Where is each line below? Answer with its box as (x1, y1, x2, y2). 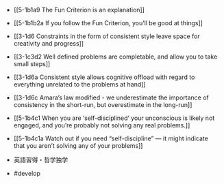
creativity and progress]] (13, 40, 84, 47)
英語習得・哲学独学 (13, 156, 69, 164)
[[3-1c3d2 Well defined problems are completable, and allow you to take (13, 52, 218, 61)
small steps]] (13, 60, 51, 67)
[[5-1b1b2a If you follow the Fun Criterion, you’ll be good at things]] (13, 19, 203, 27)
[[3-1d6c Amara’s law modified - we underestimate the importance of (13, 93, 209, 102)
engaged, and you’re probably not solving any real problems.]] (13, 121, 190, 129)
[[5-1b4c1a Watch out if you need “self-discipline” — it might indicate (13, 134, 209, 142)
